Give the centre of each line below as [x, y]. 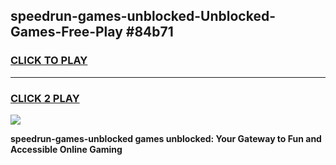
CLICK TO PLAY [49, 61]
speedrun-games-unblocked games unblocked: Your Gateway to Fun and [166, 138]
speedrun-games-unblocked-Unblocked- [143, 16]
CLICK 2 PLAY [45, 98]
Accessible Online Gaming [66, 149]
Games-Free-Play [66, 32]
